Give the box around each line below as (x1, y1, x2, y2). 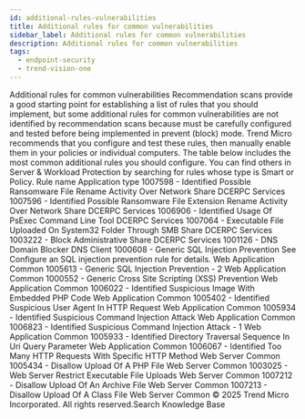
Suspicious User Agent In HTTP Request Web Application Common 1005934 (9, 301, 297, 312)
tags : (9, 47, 30, 56)
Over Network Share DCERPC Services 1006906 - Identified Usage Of (9, 205, 273, 216)
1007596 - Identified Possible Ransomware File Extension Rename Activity (9, 195, 289, 206)
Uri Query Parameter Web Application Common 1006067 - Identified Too (9, 341, 282, 352)
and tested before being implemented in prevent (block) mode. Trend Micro (9, 128, 293, 138)
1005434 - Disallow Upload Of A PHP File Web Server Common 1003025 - (9, 360, 289, 371)
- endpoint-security (17, 56, 96, 65)
